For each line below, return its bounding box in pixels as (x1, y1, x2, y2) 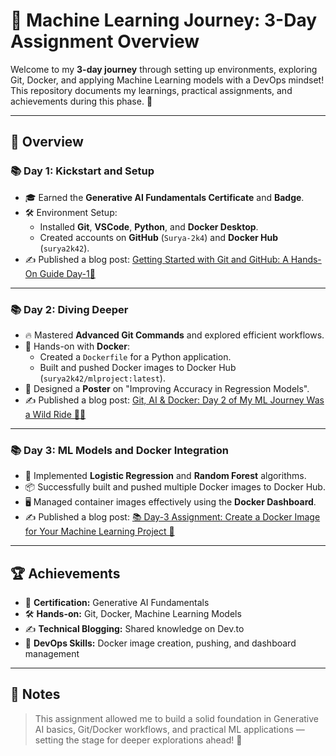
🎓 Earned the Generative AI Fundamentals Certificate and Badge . (24, 191, 305, 203)
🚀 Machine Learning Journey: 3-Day (10, 9, 318, 32)
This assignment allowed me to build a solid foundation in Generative (34, 712, 319, 724)
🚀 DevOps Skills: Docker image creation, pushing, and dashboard (24, 637, 297, 649)
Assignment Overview (10, 30, 200, 53)
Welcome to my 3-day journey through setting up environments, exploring (10, 63, 318, 75)
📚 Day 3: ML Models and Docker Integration (10, 443, 229, 457)
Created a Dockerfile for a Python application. (39, 350, 232, 363)
